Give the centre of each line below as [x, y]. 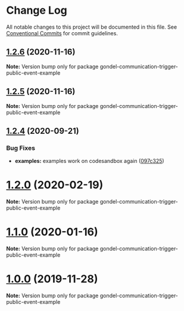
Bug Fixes [21, 148]
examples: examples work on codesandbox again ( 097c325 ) [90, 161]
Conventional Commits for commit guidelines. [62, 33]
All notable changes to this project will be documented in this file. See [92, 27]
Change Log [37, 10]
